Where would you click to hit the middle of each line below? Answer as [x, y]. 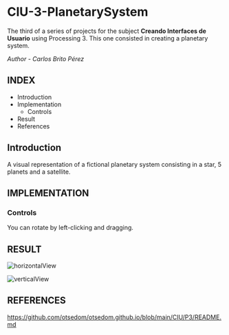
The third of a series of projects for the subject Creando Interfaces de [107, 31]
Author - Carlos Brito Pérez [46, 58]
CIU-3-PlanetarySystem [78, 12]
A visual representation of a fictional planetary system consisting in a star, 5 [115, 164]
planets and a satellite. [39, 172]
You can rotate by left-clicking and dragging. [70, 228]
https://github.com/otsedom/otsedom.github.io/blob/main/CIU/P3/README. [115, 317]
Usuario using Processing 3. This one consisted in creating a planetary [108, 38]
